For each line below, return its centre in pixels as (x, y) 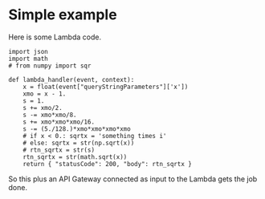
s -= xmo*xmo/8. (50, 115)
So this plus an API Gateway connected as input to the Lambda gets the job (133, 179)
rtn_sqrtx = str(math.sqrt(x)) (75, 157)
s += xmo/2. (43, 108)
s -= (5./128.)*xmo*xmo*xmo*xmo (77, 129)
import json (28, 51)
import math (28, 59)
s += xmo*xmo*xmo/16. (59, 122)
